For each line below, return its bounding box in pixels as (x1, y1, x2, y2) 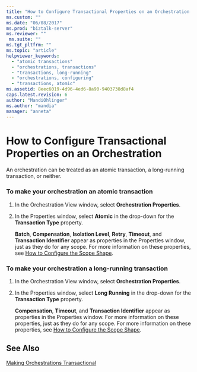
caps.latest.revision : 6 (6, 92, 68, 98)
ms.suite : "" (8, 36, 42, 42)
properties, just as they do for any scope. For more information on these (14, 320, 191, 327)
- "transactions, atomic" (11, 81, 76, 87)
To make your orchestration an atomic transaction (6, 187, 153, 196)
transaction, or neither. (6, 173, 62, 180)
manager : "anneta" (6, 108, 52, 114)
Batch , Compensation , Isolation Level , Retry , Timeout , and (14, 230, 162, 237)
